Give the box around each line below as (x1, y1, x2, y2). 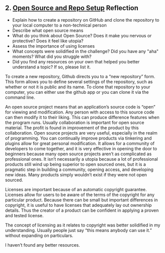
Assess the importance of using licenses (12, 43, 95, 49)
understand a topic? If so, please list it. (12, 64, 91, 70)
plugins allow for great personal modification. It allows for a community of (5, 140, 155, 146)
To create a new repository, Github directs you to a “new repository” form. (5, 73, 156, 79)
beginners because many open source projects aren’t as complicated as (5, 151, 152, 157)
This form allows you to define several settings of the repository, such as (5, 79, 153, 84)
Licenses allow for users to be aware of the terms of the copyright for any (5, 192, 155, 197)
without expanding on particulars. (5, 232, 73, 238)
